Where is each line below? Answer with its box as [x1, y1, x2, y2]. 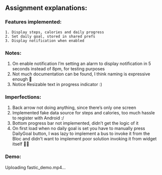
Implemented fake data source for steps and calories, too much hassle [12, 110, 155, 116]
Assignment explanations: [5, 4, 87, 12]
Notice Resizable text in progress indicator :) [12, 81, 102, 87]
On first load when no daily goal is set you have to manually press [12, 126, 145, 131]
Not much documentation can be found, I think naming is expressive [12, 71, 151, 77]
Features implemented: [5, 19, 62, 25]
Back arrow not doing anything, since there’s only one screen [12, 105, 136, 110]
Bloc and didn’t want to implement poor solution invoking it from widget [12, 136, 157, 142]
